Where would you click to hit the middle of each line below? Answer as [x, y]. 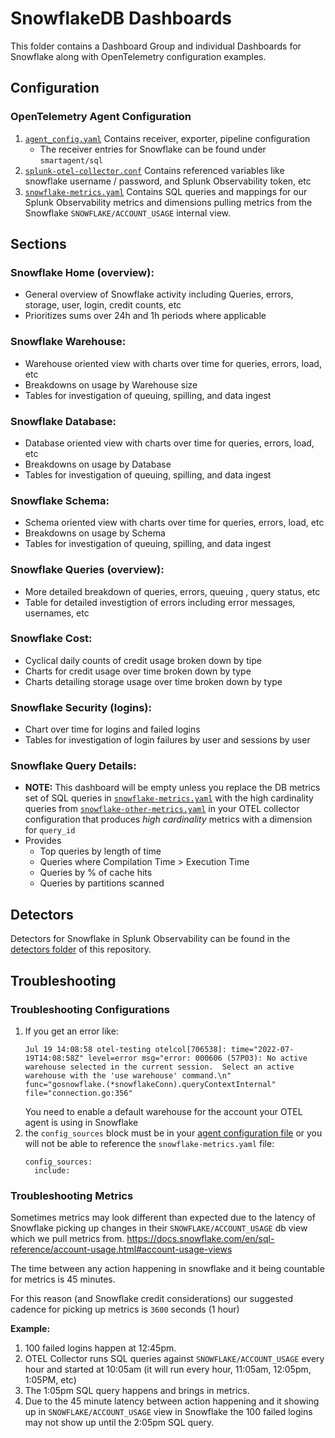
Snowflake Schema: [60, 500]
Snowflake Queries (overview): [87, 570]
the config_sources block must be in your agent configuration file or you [173, 1133]
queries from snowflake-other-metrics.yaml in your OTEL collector [162, 809]
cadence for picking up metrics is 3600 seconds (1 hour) [125, 1309]
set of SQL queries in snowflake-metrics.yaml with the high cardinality [169, 798]
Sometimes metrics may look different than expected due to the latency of [163, 1218]
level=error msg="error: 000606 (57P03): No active [198, 1058]
